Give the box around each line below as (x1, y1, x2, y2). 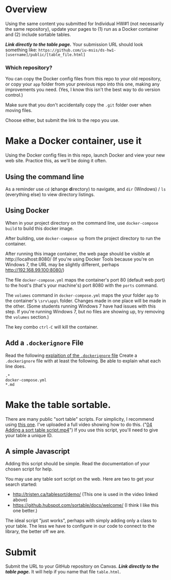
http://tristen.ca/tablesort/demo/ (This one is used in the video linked (12, 491, 158, 498)
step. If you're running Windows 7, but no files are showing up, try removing (5, 308, 165, 314)
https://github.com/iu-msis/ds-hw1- (38, 48, 116, 53)
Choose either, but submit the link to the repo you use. (5, 117, 120, 123)
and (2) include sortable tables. (5, 31, 71, 37)
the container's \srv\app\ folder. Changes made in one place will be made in (5, 297, 166, 304)
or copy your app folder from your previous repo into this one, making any (5, 81, 160, 88)
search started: (5, 481, 37, 487)
